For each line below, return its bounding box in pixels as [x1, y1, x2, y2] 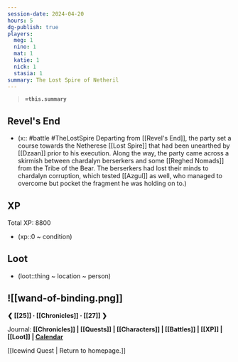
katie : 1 [13, 57, 40, 64]
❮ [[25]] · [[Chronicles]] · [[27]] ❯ [7, 311, 108, 319]
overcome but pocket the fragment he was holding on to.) [17, 179, 187, 188]
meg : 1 [13, 37, 33, 44]
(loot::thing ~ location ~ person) [17, 271, 112, 280]
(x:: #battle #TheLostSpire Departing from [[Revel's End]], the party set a [17, 134, 232, 143]
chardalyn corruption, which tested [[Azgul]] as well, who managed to [17, 172, 222, 180]
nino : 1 [13, 43, 37, 50]
